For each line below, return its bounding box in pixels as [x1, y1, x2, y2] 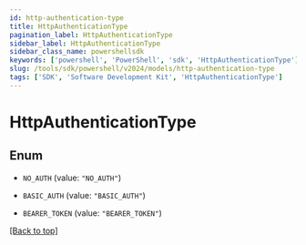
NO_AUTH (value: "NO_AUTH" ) [22, 172, 121, 183]
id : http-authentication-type [9, 13, 125, 23]
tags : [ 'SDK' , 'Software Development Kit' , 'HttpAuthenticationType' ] [9, 73, 283, 82]
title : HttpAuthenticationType [9, 22, 128, 31]
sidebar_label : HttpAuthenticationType [9, 38, 161, 48]
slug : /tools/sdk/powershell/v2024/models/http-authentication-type [9, 65, 275, 74]
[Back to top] [9, 225, 58, 236]
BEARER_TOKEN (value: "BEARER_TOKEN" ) [22, 207, 162, 219]
